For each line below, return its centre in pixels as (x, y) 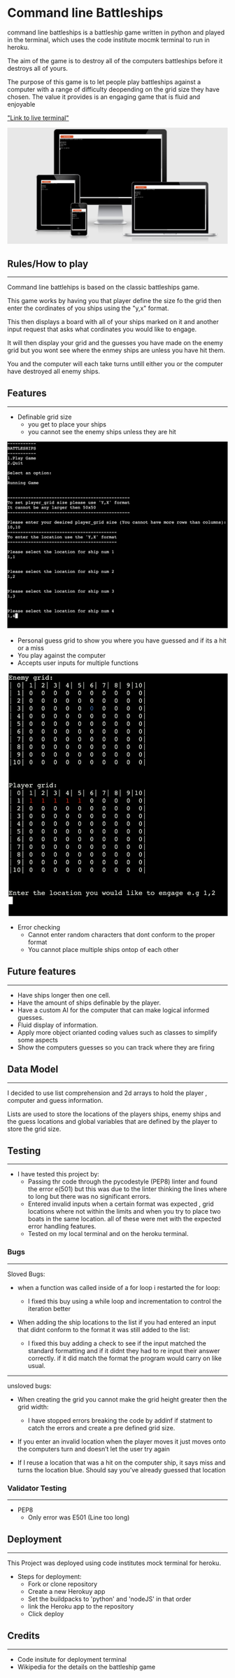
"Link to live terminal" (38, 118)
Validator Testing (37, 1488)
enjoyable (21, 104)
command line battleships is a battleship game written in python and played (116, 32)
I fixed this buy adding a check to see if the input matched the (117, 1343)
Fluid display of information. (58, 1025)
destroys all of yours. (38, 68)
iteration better (49, 1308)
